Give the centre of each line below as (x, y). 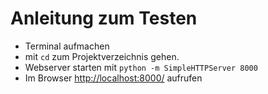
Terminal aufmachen (67, 46)
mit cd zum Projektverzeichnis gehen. (102, 56)
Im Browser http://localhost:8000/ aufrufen (113, 78)
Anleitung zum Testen (104, 18)
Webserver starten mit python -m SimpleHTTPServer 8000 (141, 67)
